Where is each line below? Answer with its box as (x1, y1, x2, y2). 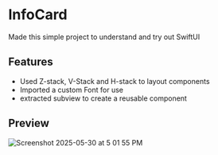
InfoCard (8, 6, 68, 24)
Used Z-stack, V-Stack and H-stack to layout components (19, 76, 210, 85)
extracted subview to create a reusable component (19, 93, 187, 103)
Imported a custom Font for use (19, 85, 123, 94)
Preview (8, 117, 50, 130)
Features (8, 55, 53, 69)
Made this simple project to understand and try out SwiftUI (8, 32, 200, 42)
